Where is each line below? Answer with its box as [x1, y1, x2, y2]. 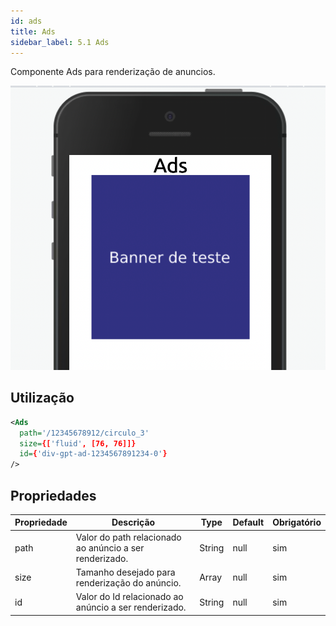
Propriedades [10, 487, 97, 504]
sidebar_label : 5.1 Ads [10, 37, 110, 47]
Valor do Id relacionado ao [75, 591, 184, 603]
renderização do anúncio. [75, 576, 182, 589]
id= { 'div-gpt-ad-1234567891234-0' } [19, 449, 168, 459]
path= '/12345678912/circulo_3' [19, 428, 150, 438]
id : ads [10, 16, 43, 26]
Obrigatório [272, 516, 322, 529]
